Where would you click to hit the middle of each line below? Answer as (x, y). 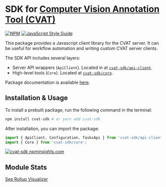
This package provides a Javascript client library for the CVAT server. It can (82, 43)
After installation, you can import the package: (52, 128)
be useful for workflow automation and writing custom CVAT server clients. (82, 48)
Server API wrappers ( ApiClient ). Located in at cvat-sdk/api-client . (82, 67)
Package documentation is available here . (48, 82)
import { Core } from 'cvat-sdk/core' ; (46, 142)
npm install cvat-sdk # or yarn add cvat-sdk (53, 119)
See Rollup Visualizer (27, 179)
